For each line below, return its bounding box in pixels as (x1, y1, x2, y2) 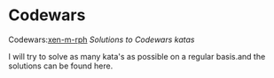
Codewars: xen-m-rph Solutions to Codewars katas (8, 34, 195, 45)
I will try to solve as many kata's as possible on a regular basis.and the (8, 51, 266, 61)
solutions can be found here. (8, 60, 114, 71)
